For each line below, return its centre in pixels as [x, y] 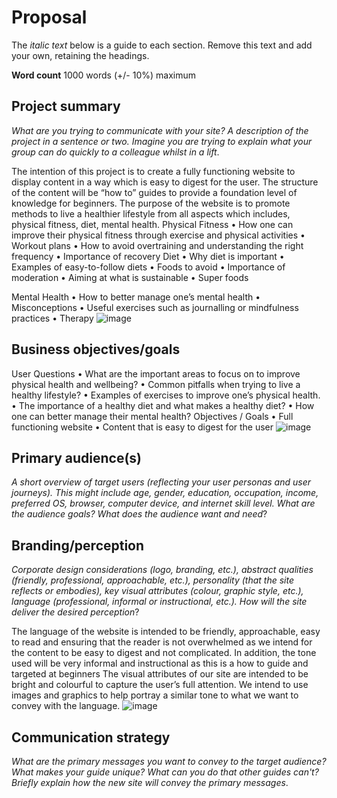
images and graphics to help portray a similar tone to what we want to [155, 695]
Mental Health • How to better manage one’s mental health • [136, 297]
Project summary [66, 106]
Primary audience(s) [77, 457]
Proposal [49, 17]
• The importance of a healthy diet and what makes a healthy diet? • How [163, 405]
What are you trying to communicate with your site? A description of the [160, 130]
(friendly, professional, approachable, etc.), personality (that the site [152, 580]
